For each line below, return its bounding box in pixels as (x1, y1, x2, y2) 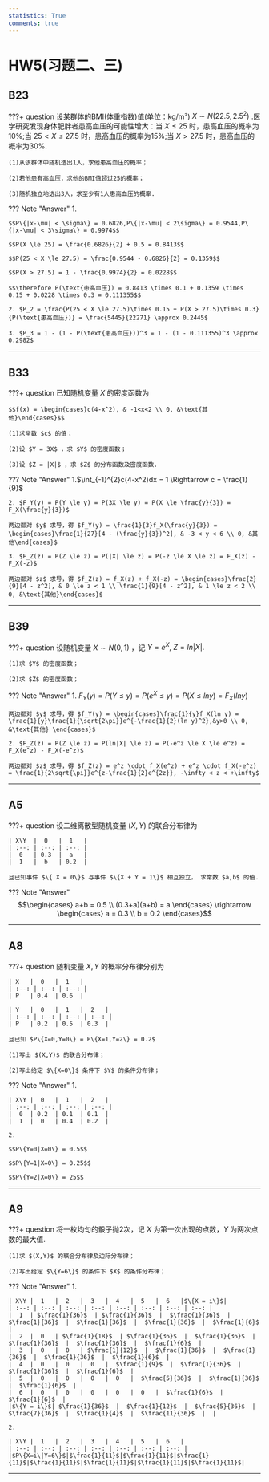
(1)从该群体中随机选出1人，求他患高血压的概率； (8, 159, 148, 167)
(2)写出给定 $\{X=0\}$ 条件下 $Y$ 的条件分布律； (8, 1066, 160, 1074)
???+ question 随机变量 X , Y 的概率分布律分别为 (8, 961, 164, 971)
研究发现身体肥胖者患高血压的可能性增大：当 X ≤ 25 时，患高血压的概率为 (14, 121, 259, 131)
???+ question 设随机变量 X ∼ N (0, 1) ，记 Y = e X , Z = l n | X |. (8, 641, 205, 652)
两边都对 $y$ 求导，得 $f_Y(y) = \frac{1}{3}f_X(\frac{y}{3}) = (8, 521, 218, 530)
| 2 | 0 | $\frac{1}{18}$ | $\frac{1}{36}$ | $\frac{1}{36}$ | (8, 1333, 256, 1341)
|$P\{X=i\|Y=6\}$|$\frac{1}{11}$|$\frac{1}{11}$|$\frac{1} (8, 1452, 210, 1460)
